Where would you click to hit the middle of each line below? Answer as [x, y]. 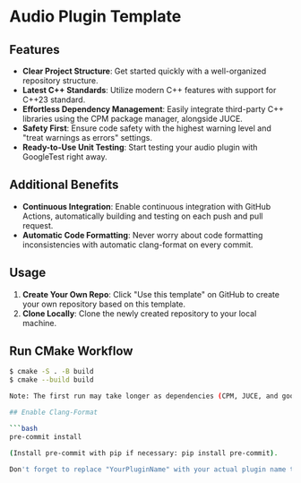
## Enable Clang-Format [54, 413]
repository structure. [60, 81]
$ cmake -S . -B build [52, 372]
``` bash [24, 428]
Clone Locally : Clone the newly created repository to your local [139, 313]
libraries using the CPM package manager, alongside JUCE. [133, 119]
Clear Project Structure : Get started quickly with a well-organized [144, 71]
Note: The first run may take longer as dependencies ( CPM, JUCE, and [144, 396]
